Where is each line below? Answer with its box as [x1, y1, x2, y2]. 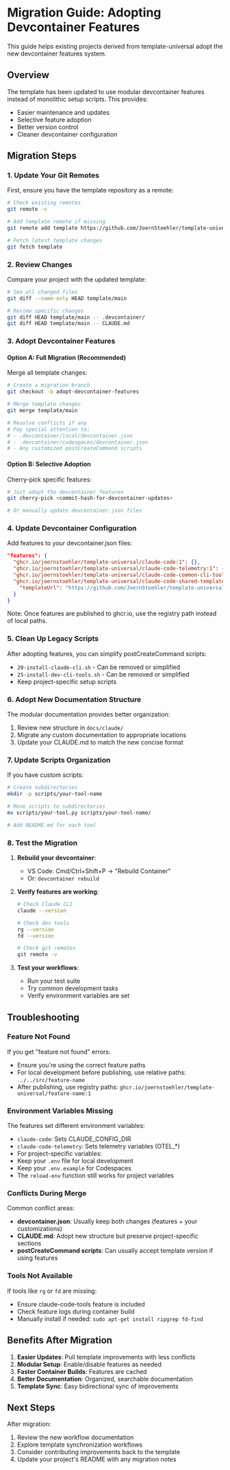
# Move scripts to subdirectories [7, 803, 106, 810]
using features [16, 1254, 58, 1262]
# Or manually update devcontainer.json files [7, 507, 142, 514]
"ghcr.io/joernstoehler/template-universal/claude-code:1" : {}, [13, 558, 201, 566]
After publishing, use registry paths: [16, 1083, 118, 1091]
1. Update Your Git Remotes [7, 170, 99, 180]
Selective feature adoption [16, 115, 92, 124]
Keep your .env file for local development [16, 1157, 133, 1165]
